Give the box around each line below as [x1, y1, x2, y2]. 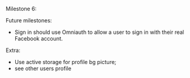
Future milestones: [5, 17, 52, 24]
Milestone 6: [5, 5, 37, 12]
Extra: [5, 47, 21, 54]
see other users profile [14, 65, 72, 72]
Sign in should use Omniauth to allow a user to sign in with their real [14, 28, 185, 36]
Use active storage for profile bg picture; [14, 59, 117, 65]
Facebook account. [14, 35, 63, 42]
